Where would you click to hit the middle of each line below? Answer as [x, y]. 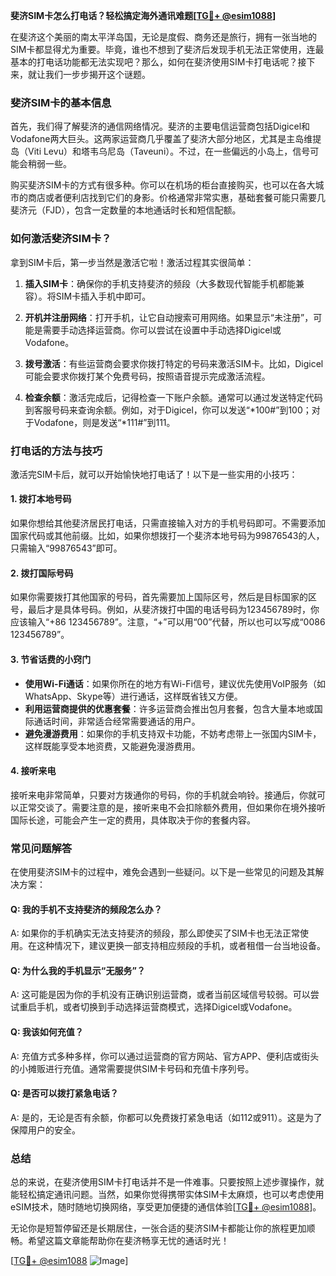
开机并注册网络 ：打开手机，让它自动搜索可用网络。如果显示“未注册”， [169, 317]
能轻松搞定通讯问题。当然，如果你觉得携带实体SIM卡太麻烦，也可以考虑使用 [167, 1195]
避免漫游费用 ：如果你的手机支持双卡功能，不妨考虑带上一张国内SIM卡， [173, 733]
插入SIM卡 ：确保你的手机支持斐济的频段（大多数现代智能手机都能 [160, 283]
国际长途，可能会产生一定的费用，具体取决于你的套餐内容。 [133, 820]
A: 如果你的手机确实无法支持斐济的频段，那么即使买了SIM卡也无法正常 [155, 933]
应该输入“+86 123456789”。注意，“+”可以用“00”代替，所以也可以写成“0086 [168, 622]
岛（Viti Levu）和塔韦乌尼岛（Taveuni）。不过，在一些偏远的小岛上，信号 [160, 151]
